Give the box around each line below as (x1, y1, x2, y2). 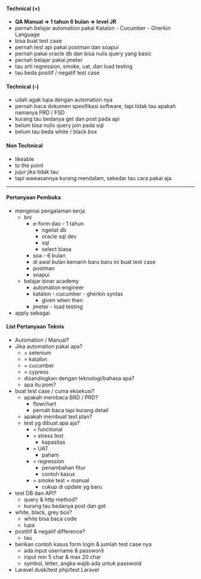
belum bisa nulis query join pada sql (14, 122, 104, 129)
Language (14, 31, 40, 38)
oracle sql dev (41, 232, 77, 240)
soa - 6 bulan (32, 252, 66, 259)
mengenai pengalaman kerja (14, 207, 86, 214)
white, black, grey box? (14, 509, 72, 516)
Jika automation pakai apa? (14, 343, 83, 350)
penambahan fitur (41, 464, 86, 471)
